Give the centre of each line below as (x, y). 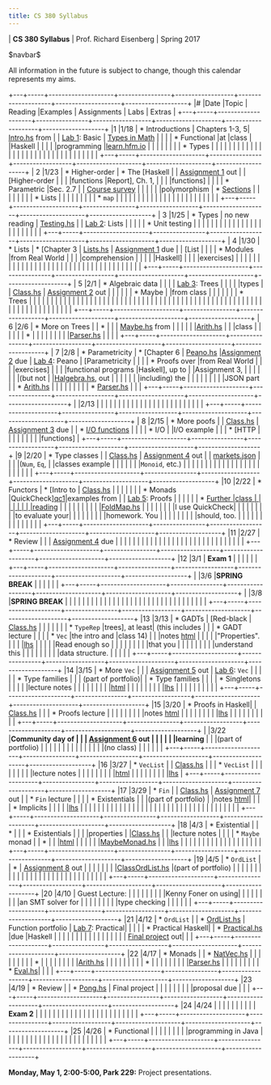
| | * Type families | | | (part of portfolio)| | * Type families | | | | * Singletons (135, 678)
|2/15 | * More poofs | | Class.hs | (203, 420)
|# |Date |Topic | (221, 103)
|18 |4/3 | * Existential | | (218, 825)
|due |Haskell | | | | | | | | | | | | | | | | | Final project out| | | (101, 936)
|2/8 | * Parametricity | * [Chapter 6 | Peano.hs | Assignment (161, 352)
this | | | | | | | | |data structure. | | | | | (70, 652)
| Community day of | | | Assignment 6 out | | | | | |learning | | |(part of (125, 739)
